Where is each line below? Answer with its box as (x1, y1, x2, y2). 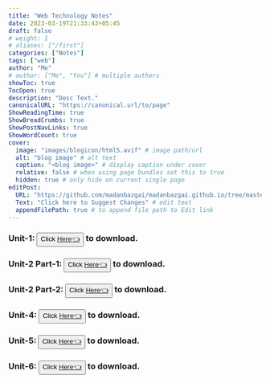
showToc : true (8, 79, 56, 87)
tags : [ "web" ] (8, 57, 56, 65)
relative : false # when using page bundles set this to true (15, 169, 225, 177)
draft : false (8, 26, 52, 35)
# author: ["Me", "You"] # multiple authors (8, 71, 160, 79)
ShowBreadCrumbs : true (8, 116, 84, 124)
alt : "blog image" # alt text (15, 153, 117, 161)
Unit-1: (8, 233, 35, 244)
